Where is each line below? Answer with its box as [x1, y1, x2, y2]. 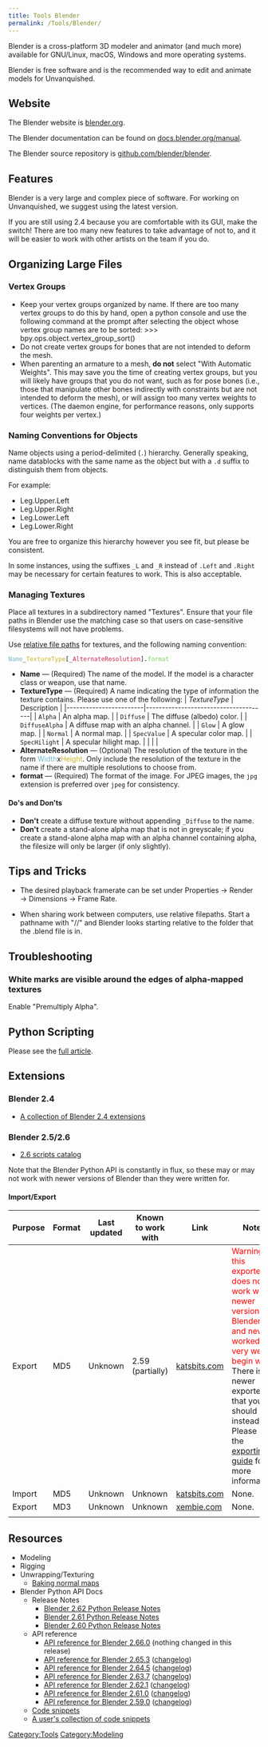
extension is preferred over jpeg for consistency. [19, 780, 180, 790]
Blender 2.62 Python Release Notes [43, 1603, 161, 1613]
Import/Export [8, 1192, 57, 1201]
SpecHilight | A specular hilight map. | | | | [19, 737, 159, 747]
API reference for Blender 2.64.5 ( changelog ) [43, 1663, 192, 1673]
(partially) [131, 1366, 169, 1377]
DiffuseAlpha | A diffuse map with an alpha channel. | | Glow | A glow [19, 720, 245, 730]
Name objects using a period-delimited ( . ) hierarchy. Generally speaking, [8, 448, 249, 458]
